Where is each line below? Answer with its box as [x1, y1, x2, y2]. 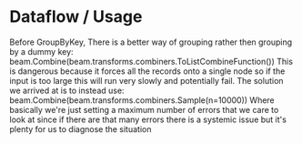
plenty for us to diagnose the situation [9, 123, 152, 134]
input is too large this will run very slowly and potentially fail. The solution [9, 75, 284, 86]
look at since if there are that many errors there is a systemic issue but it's [9, 114, 287, 125]
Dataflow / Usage [9, 6, 143, 27]
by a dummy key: [9, 46, 75, 57]
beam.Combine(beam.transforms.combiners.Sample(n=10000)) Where [9, 94, 275, 106]
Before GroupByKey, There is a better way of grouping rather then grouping [9, 36, 293, 47]
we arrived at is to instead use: [9, 85, 125, 96]
